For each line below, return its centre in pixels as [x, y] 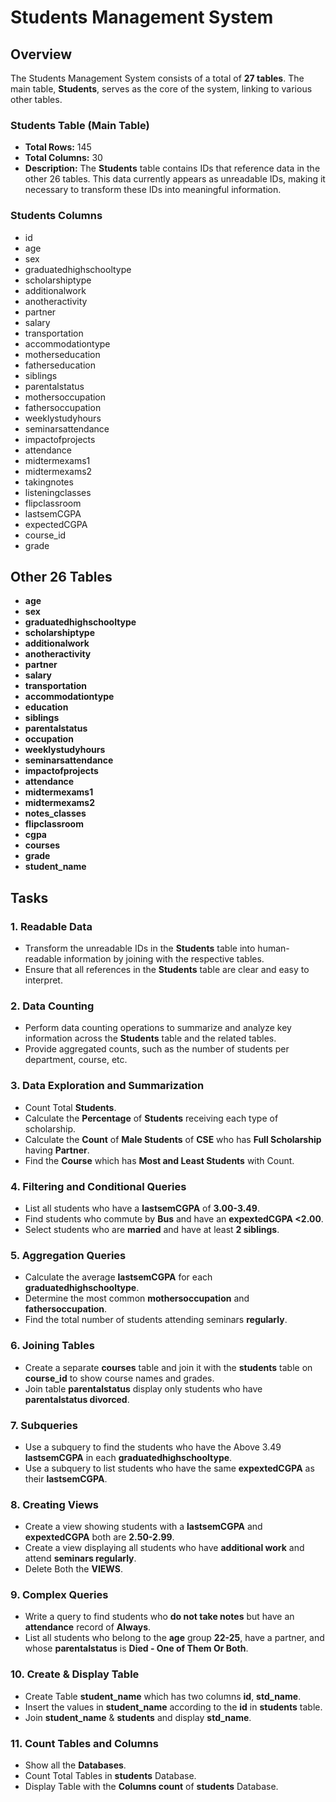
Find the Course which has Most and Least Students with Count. [159, 1160]
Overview [41, 54]
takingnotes [49, 482]
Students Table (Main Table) [80, 125]
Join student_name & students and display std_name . [138, 1717]
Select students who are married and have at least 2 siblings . [152, 1229]
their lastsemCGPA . [66, 1478]
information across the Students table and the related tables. [150, 1038]
